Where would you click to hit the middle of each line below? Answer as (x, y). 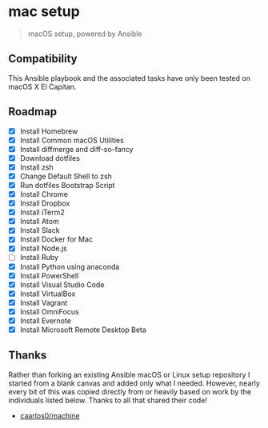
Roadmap (33, 112)
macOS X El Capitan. (42, 86)
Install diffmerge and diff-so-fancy (76, 149)
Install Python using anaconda (70, 266)
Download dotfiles (50, 158)
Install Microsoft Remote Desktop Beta (83, 330)
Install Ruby (39, 258)
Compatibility (43, 59)
